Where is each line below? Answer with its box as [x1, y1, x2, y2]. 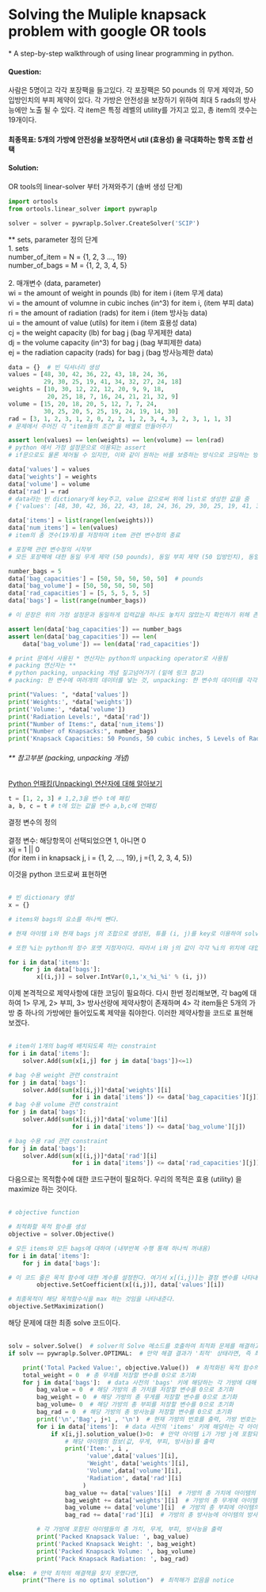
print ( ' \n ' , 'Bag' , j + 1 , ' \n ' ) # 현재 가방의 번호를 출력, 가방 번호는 [36, 1415, 256, 1423]
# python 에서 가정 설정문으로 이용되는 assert [8, 444, 146, 452]
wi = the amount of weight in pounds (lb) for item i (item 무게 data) [8, 288, 224, 298]
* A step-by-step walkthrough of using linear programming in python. [8, 48, 234, 58]
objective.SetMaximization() [8, 1303, 104, 1311]
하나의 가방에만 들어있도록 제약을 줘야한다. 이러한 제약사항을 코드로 [25, 1008, 232, 1018]
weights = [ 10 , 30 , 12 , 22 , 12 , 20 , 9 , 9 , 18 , [8, 386, 165, 394]
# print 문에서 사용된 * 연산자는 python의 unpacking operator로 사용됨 [8, 654, 228, 662]
